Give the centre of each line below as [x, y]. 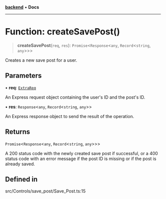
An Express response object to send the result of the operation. [70, 116]
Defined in [21, 179]
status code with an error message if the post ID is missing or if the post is [81, 159]
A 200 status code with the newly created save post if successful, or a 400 [82, 153]
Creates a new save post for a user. [41, 60]
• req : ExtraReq [21, 87]
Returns [18, 132]
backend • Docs [22, 7]
